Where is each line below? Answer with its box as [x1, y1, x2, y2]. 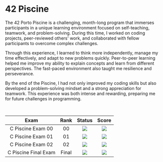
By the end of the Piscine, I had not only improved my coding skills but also [5, 80, 157, 86]
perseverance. [5, 70, 34, 76]
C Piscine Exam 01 [9, 133, 53, 140]
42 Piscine [5, 3, 49, 15]
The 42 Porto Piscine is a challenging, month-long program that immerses [5, 20, 154, 25]
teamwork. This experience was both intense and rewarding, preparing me [5, 91, 156, 96]
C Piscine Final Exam [7, 149, 55, 156]
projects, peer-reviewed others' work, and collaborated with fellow [5, 35, 140, 41]
